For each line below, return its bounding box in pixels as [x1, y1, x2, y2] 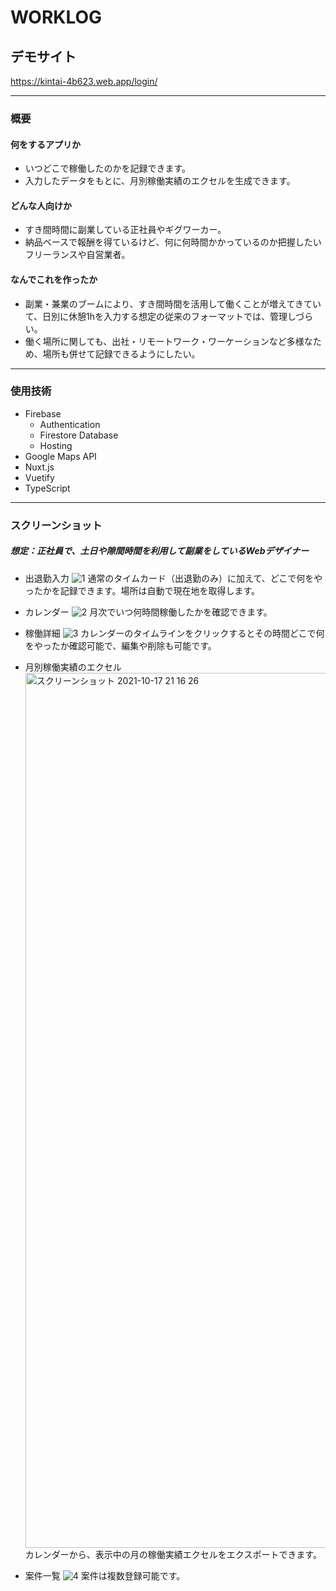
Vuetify [24, 471, 55, 483]
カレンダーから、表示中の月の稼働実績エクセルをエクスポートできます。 [24, 1548, 322, 1560]
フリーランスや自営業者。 [24, 249, 131, 261]
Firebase [24, 407, 62, 420]
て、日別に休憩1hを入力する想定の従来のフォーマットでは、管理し [24, 310, 297, 322]
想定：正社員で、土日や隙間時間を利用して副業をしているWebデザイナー [10, 545, 310, 557]
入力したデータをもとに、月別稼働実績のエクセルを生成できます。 [24, 175, 296, 187]
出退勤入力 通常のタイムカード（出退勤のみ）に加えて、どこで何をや [24, 572, 323, 584]
